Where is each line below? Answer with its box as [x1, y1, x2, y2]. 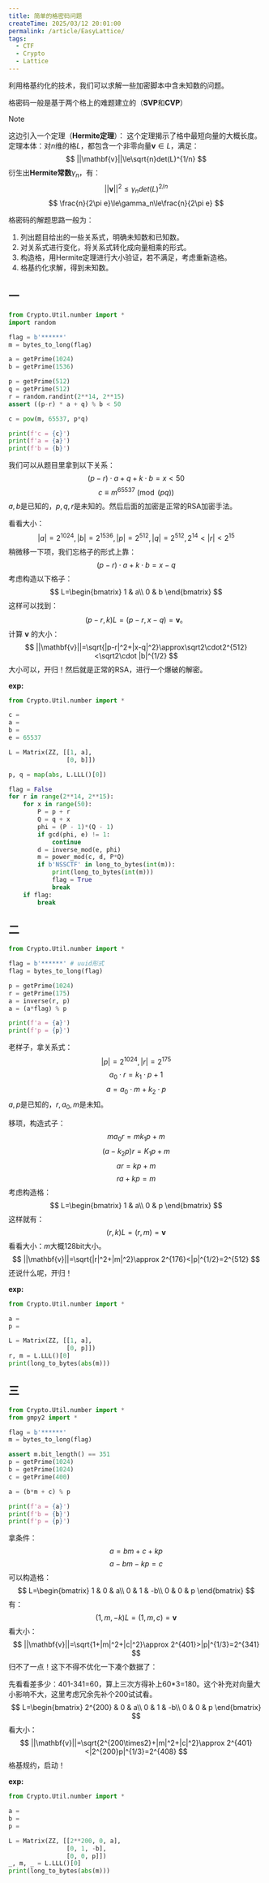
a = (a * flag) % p [8, 1004, 67, 1013]
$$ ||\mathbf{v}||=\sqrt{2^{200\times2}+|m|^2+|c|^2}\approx [19, 1738, 225, 1748]
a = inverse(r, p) [8, 996, 70, 1005]
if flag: [23, 891, 53, 899]
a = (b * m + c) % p [8, 1488, 70, 1496]
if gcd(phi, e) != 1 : [37, 830, 111, 839]
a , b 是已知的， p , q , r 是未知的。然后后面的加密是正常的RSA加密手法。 [8, 501, 237, 511]
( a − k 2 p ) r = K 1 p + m [102, 1147, 170, 1158]
